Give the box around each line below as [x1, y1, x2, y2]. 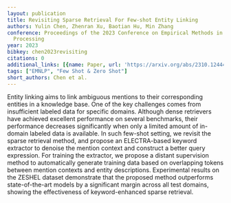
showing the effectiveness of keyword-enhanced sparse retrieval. [7, 188, 194, 196]
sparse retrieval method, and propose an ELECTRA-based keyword [7, 137, 197, 145]
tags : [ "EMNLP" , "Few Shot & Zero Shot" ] [7, 67, 128, 74]
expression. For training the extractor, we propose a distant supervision [7, 151, 210, 160]
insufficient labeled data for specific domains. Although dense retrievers [7, 107, 212, 116]
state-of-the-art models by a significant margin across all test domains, [7, 180, 209, 189]
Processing [13, 36, 45, 43]
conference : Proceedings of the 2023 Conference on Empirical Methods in [7, 29, 223, 36]
